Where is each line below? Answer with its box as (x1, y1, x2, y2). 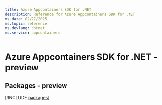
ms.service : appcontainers (5, 30, 61, 35)
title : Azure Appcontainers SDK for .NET (5, 7, 92, 12)
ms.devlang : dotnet (5, 26, 45, 31)
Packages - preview (5, 81, 67, 90)
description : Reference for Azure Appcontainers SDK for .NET (5, 12, 135, 17)
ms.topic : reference (5, 21, 48, 26)
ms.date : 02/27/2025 (5, 16, 48, 21)
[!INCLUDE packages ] (5, 95, 50, 100)
